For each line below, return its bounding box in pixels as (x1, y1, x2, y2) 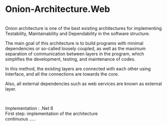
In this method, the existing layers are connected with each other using (5, 66, 151, 72)
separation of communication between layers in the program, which (5, 51, 145, 57)
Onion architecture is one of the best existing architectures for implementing (5, 25, 162, 31)
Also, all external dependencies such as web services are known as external (5, 81, 162, 87)
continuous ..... (5, 116, 36, 122)
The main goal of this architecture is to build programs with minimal (5, 40, 144, 46)
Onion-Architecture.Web (5, 3, 111, 15)
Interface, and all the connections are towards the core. (5, 71, 119, 77)
